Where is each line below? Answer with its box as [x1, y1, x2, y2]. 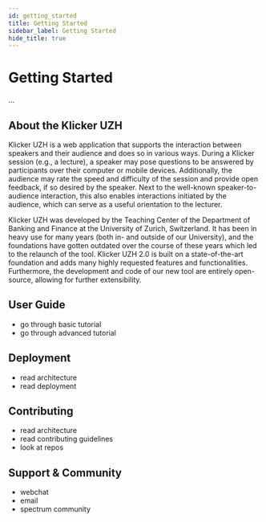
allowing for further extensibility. [34, 275, 142, 284]
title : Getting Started [8, 19, 88, 27]
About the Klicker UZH [8, 118, 123, 133]
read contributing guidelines [19, 434, 114, 444]
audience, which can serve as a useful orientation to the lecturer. [8, 200, 223, 209]
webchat [19, 487, 50, 497]
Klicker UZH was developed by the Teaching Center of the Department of [8, 215, 251, 225]
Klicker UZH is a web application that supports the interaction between [8, 140, 242, 149]
